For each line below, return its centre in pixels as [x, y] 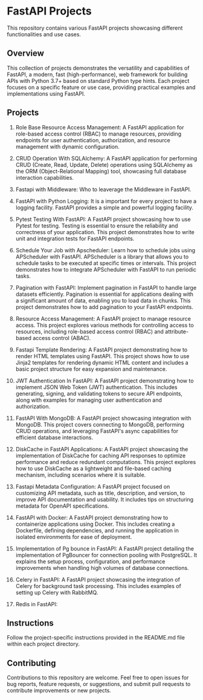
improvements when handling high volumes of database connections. [102, 568]
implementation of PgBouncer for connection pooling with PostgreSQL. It [106, 555]
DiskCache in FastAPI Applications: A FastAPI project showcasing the [102, 449]
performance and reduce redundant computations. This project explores [106, 462]
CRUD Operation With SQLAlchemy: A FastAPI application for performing [106, 158]
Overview [26, 54]
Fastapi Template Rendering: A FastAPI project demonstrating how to [101, 350]
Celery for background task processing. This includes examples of [98, 586]
